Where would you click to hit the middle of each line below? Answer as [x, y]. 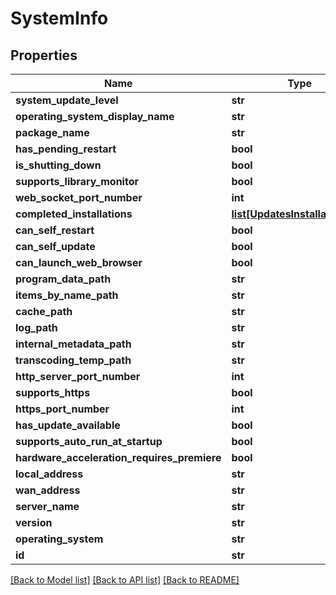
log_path [36, 327]
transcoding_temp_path [73, 360]
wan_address [48, 490]
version [34, 522]
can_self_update [55, 246]
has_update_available [68, 425]
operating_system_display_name [95, 116]
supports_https [53, 392]
